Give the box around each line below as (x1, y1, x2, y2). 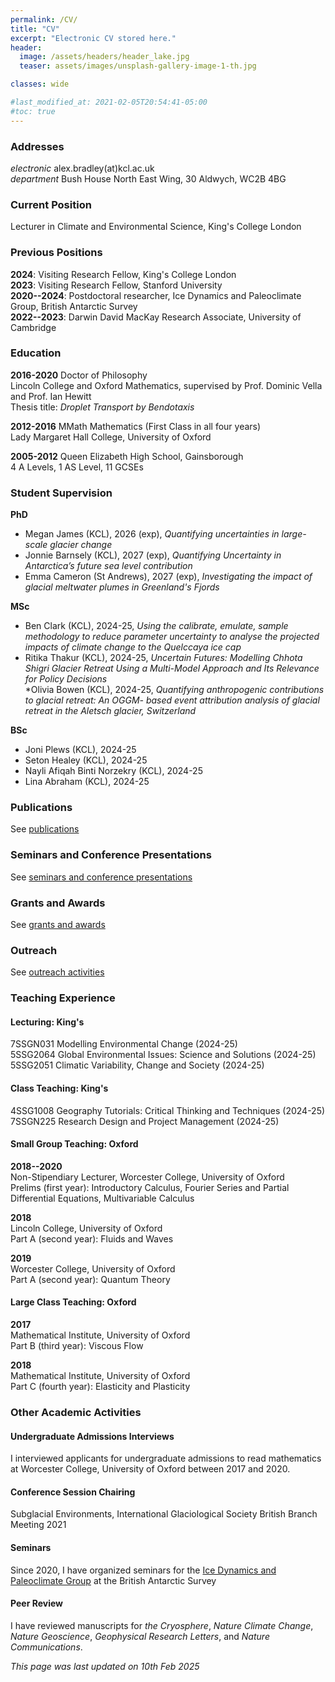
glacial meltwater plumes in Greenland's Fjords (24, 581, 220, 593)
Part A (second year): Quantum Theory (10, 1273, 171, 1285)
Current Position (10, 197, 92, 211)
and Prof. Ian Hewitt (10, 390, 92, 402)
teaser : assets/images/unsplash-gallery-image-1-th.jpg (19, 61, 257, 71)
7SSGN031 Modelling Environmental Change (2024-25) (10, 1038, 238, 1050)
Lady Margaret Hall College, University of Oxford (10, 431, 212, 443)
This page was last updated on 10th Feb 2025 (10, 1660, 200, 1672)
